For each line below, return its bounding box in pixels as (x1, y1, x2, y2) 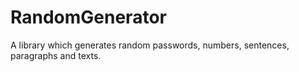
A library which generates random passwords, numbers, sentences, (10, 39, 290, 51)
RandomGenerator (10, 6, 167, 29)
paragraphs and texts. (10, 49, 102, 61)
